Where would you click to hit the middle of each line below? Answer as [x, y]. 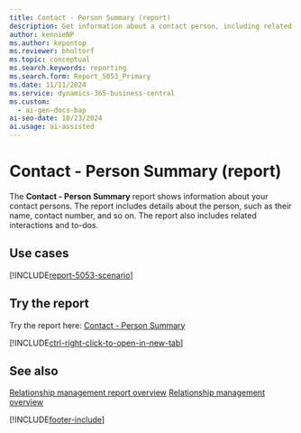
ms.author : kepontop [48, 43]
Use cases [39, 253]
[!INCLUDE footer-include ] [57, 419]
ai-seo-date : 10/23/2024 [56, 118]
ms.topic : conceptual [50, 60]
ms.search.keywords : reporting [68, 69]
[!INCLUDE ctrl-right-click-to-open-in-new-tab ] [96, 343]
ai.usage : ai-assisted [52, 127]
